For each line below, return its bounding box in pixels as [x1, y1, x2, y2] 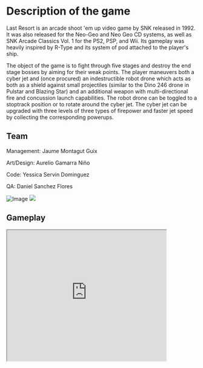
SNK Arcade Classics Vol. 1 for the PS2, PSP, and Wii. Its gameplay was [6, 37, 185, 44]
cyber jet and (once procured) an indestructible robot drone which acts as [6, 75, 191, 82]
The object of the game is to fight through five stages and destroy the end [6, 62, 191, 69]
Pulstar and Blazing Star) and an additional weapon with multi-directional [6, 87, 188, 95]
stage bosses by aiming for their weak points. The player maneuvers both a [6, 68, 195, 75]
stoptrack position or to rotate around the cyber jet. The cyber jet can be [6, 100, 187, 107]
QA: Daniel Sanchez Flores [6, 182, 73, 189]
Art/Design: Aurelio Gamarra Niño [6, 159, 90, 166]
